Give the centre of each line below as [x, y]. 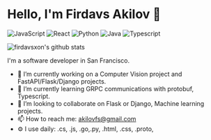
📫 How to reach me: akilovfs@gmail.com [77, 118]
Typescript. [33, 96]
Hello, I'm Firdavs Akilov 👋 [84, 14]
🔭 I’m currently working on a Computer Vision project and [100, 74]
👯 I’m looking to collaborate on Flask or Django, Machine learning [111, 103]
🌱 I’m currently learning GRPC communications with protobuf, [105, 88]
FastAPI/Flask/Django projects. [62, 81]
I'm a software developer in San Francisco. [69, 60]
